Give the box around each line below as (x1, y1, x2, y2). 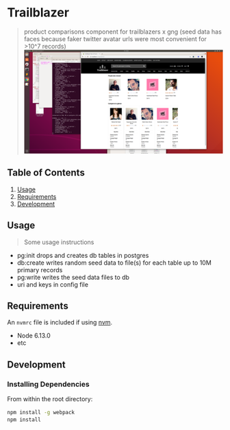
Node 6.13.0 (16, 331, 51, 340)
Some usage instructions (23, 238, 94, 246)
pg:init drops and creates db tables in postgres (16, 251, 149, 259)
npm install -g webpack (7, 409, 75, 416)
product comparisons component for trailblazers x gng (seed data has (23, 27, 222, 36)
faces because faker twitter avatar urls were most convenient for (23, 34, 207, 43)
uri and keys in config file (16, 280, 89, 289)
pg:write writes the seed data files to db (16, 273, 130, 281)
